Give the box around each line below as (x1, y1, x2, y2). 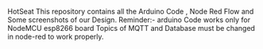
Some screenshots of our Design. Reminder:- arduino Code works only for (7, 15, 251, 24)
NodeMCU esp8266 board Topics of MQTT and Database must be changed (7, 24, 256, 32)
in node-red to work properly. (7, 32, 104, 41)
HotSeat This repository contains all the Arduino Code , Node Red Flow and (7, 7, 254, 16)
